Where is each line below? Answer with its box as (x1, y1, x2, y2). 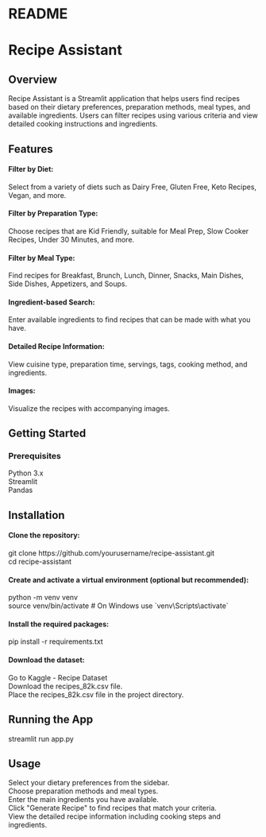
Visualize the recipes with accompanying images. (8, 403, 171, 413)
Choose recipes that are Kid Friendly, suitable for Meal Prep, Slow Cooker (8, 226, 249, 235)
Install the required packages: (8, 619, 110, 629)
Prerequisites (8, 451, 61, 462)
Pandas (8, 486, 33, 495)
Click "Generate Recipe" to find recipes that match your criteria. (8, 804, 217, 813)
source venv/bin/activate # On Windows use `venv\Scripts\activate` (8, 601, 229, 610)
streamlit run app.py (8, 734, 74, 743)
